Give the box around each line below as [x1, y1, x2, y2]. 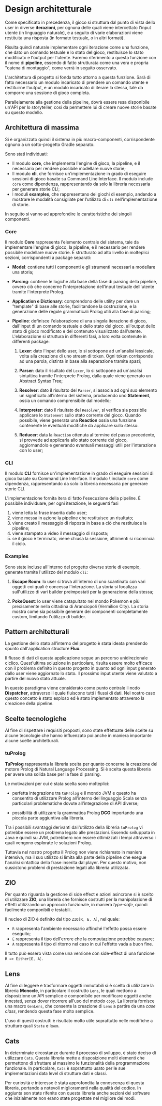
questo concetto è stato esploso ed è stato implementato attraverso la [5, 695, 145, 701]
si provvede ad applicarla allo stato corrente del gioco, [19, 437, 128, 443]
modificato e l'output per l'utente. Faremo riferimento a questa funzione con [5, 54, 156, 60]
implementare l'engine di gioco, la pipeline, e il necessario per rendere [5, 244, 145, 250]
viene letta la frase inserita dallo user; [12, 510, 87, 516]
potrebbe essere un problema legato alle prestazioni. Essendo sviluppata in [5, 829, 155, 835]
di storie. [12, 201, 30, 207]
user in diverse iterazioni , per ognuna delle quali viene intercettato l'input [5, 24, 151, 30]
